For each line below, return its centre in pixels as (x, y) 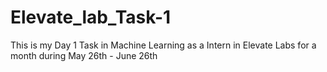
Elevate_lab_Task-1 (91, 17)
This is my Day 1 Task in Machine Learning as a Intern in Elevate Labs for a (163, 45)
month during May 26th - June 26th (84, 55)
